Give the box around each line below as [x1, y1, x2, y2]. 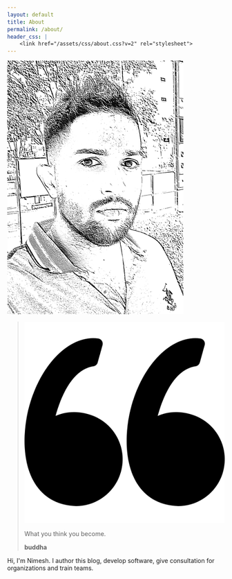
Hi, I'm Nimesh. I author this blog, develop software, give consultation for [7, 557, 215, 565]
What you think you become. [23, 530, 106, 538]
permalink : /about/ [7, 26, 64, 33]
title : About [7, 18, 45, 26]
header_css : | [7, 33, 48, 40]
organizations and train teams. [7, 564, 94, 572]
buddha [23, 543, 47, 551]
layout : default [7, 11, 54, 18]
